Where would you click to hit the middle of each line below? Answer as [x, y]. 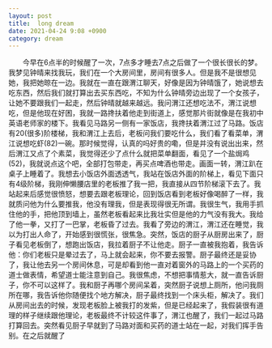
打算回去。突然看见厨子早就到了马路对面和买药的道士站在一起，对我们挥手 [132, 325]
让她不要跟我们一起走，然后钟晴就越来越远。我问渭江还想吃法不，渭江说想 [132, 103]
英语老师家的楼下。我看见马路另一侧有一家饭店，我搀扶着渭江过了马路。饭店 [136, 123]
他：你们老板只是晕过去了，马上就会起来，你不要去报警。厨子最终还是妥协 [132, 255]
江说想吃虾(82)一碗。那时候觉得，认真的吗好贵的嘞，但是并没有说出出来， [132, 143]
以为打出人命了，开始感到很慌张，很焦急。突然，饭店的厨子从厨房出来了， [132, 235]
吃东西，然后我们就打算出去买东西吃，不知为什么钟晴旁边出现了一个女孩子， [136, 93]
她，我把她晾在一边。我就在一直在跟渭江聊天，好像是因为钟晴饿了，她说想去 [136, 83]
